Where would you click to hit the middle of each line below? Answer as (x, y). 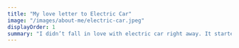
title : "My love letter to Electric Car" (70, 14)
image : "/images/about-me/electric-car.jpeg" (76, 20)
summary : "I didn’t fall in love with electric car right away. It (110, 34)
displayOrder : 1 (31, 27)
